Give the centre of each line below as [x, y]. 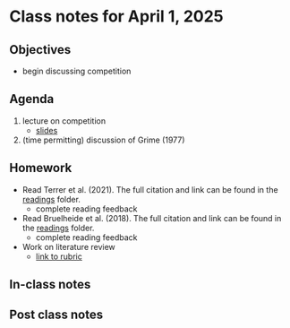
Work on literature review [69, 246]
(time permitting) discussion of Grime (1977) [103, 140]
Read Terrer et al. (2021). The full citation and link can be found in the [150, 189]
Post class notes [56, 315]
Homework [41, 168]
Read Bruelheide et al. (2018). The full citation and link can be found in [152, 218]
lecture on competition [64, 121]
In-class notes [50, 285]
